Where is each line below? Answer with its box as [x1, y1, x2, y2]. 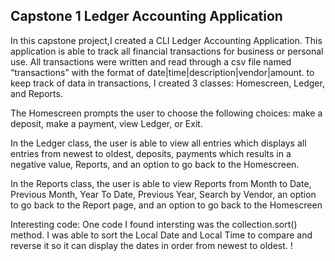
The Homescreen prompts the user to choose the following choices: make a [10, 107, 323, 119]
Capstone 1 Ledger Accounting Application [10, 8, 283, 25]
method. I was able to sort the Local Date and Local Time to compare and [10, 229, 313, 241]
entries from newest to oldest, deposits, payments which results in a [10, 147, 292, 159]
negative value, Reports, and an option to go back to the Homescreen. [10, 158, 300, 170]
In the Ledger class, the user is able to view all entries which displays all [10, 137, 307, 149]
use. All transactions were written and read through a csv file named [10, 55, 292, 68]
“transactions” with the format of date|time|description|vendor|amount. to [10, 66, 315, 78]
